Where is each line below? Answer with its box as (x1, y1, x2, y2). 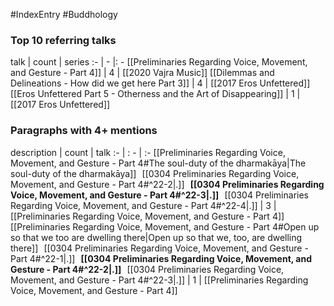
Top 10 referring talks (10, 33, 117, 47)
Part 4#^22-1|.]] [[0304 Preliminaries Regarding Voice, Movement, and (10, 252, 313, 264)
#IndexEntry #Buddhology (10, 9, 118, 20)
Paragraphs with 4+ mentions (10, 124, 158, 138)
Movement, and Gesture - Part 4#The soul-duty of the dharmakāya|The (10, 157, 307, 169)
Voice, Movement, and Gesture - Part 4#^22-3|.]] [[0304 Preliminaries (10, 189, 309, 201)
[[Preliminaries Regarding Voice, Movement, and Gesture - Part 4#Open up (10, 220, 320, 233)
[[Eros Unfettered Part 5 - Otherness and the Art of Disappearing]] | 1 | (10, 88, 301, 100)
